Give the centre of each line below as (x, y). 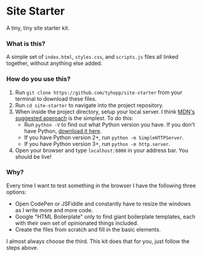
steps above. (22, 247)
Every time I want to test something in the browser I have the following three (101, 185)
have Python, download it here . (63, 131)
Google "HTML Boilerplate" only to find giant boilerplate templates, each (105, 216)
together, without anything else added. (54, 63)
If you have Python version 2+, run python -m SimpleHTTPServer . (104, 137)
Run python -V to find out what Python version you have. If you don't (109, 124)
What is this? (26, 44)
